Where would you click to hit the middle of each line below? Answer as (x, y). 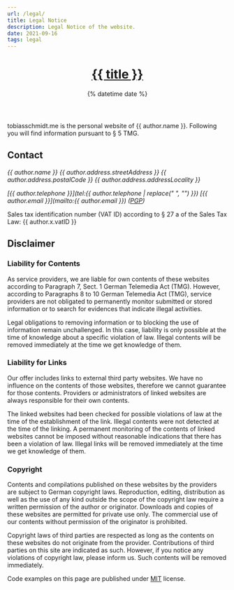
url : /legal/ (26, 14)
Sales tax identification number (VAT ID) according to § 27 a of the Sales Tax (117, 214)
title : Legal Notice (37, 20)
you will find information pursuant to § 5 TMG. (73, 133)
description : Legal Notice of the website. (72, 27)
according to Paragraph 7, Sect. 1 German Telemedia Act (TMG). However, (114, 286)
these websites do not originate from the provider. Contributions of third (111, 543)
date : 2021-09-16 (32, 33)
